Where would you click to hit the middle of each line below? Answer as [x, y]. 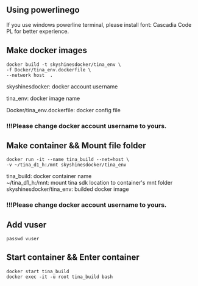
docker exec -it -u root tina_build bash [60, 277]
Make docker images [47, 50]
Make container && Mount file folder [76, 145]
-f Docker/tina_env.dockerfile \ [49, 70]
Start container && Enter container [73, 258]
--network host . [30, 75]
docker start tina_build [38, 271]
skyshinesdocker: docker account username [62, 86]
